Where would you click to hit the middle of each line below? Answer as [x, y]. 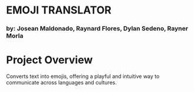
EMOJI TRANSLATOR [59, 10]
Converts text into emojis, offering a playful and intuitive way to [83, 76]
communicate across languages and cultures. [61, 83]
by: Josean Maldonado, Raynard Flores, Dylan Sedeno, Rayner [97, 29]
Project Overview [50, 60]
